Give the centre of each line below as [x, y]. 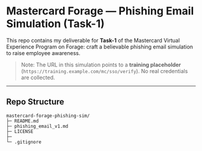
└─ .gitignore [24, 142]
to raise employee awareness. [43, 53]
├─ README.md [23, 121]
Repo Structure [35, 102]
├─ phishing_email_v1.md [37, 126]
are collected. [38, 77]
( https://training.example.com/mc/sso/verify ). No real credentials [104, 71]
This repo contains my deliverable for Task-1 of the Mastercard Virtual [93, 40]
